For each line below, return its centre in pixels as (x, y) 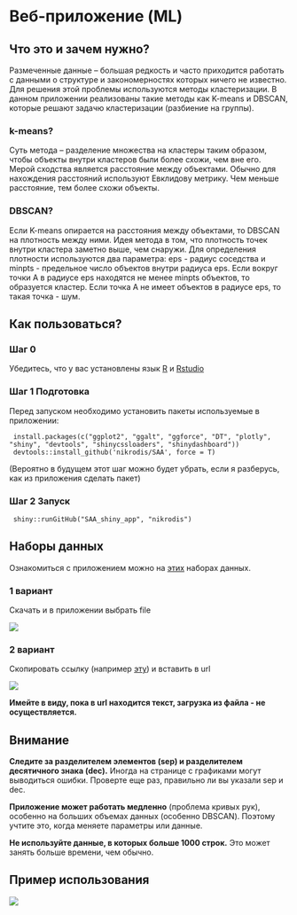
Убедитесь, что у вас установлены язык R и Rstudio (107, 369)
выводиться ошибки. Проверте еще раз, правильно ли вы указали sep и (146, 780)
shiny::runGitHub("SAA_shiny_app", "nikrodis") (102, 519)
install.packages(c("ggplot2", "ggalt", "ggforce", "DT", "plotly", (142, 436)
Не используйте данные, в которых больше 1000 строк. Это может (140, 843)
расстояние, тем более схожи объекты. (84, 188)
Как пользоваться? (66, 324)
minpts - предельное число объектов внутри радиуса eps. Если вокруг (144, 268)
